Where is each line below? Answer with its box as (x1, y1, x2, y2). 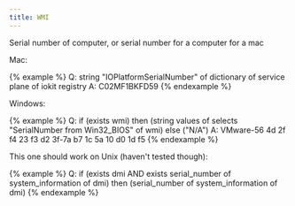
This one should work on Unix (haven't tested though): (9, 151, 208, 162)
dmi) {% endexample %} (9, 187, 99, 197)
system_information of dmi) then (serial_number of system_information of (9, 178, 278, 188)
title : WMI (9, 12, 50, 22)
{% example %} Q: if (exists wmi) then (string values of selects (9, 115, 238, 126)
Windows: (9, 98, 46, 109)
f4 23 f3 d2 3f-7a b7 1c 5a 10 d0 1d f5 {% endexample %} (9, 134, 219, 144)
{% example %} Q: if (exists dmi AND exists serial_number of (9, 168, 232, 179)
